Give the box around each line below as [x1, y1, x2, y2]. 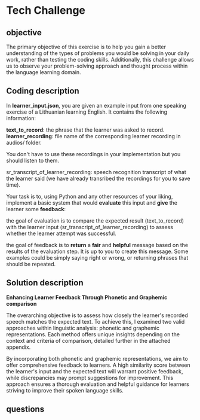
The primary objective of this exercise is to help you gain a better [6, 43, 166, 50]
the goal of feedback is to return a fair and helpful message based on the [6, 241, 189, 248]
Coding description [6, 86, 79, 96]
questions [6, 404, 45, 415]
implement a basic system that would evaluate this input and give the [6, 199, 178, 206]
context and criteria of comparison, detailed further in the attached [6, 337, 171, 344]
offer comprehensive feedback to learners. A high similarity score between [6, 361, 190, 369]
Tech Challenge [6, 4, 85, 17]
